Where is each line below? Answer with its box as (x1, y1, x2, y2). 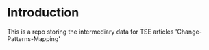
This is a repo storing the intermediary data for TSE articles (7, 27, 174, 36)
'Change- (175, 27, 202, 36)
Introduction (7, 5, 79, 21)
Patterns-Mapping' (7, 34, 60, 42)
